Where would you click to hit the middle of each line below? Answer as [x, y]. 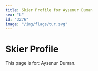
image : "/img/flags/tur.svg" [36, 24]
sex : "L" [15, 15]
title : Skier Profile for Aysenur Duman [49, 10]
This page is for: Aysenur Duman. [41, 63]
